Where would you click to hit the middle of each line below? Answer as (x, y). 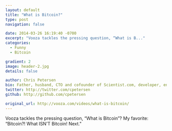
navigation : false (25, 24)
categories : (18, 43)
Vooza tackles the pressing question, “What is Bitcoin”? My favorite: (77, 118)
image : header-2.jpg (27, 66)
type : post (17, 19)
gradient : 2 (18, 62)
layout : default (23, 10)
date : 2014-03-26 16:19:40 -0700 (41, 34)
